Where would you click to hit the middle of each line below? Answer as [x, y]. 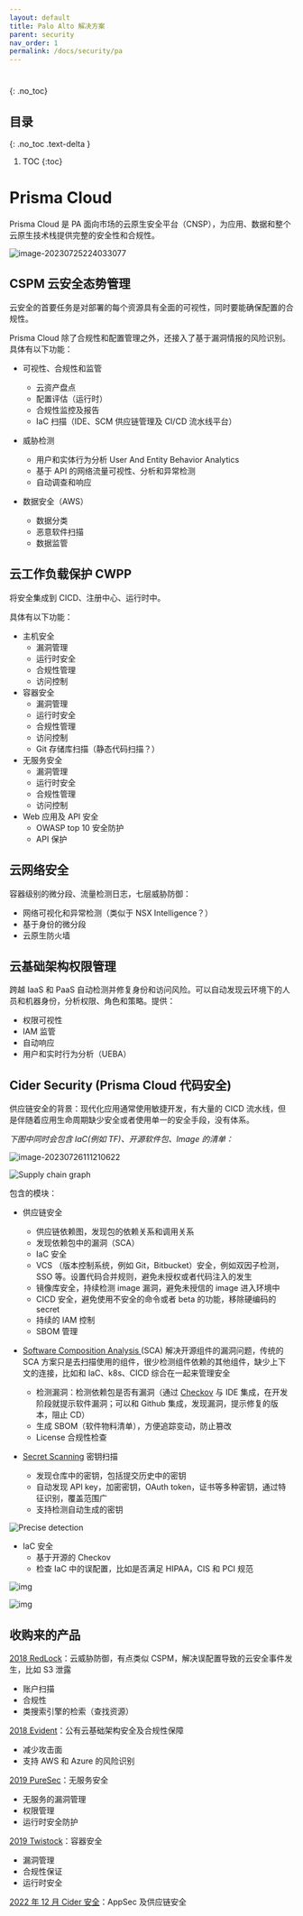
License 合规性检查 [71, 1437]
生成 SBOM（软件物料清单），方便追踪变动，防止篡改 [134, 1426]
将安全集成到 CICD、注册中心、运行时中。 [87, 597]
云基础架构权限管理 [63, 966]
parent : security [42, 34]
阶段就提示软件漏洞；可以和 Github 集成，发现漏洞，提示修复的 [153, 1404]
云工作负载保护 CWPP [71, 574]
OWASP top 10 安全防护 [80, 827]
